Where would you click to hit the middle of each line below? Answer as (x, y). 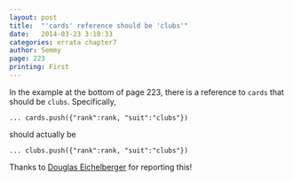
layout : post (33, 17)
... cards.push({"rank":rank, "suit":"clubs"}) (99, 118)
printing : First (39, 67)
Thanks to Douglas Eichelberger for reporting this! (101, 167)
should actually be (43, 134)
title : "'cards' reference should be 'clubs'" (99, 26)
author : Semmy (36, 51)
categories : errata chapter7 (63, 42)
